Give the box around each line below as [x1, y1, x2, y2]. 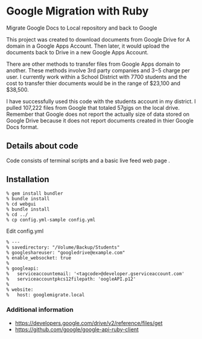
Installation [6, 174, 49, 185]
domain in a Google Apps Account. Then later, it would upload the [6, 42, 170, 49]
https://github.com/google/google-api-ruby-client [14, 326, 139, 333]
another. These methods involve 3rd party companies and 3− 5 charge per [6, 66, 191, 74]
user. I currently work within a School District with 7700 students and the [6, 73, 187, 80]
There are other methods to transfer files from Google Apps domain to [6, 60, 181, 68]
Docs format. [6, 123, 39, 130]
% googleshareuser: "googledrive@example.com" [6, 249, 125, 256]
